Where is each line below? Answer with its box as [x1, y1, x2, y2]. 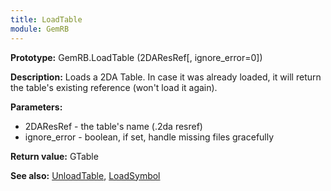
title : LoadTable [10, 14, 83, 25]
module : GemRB [10, 24, 70, 34]
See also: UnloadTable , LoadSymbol [10, 169, 161, 181]
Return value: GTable [10, 150, 99, 162]
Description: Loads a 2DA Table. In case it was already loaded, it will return [10, 71, 322, 83]
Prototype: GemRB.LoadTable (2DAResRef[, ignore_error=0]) [10, 51, 263, 63]
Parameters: [10, 101, 63, 113]
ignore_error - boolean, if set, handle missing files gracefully [24, 131, 275, 143]
